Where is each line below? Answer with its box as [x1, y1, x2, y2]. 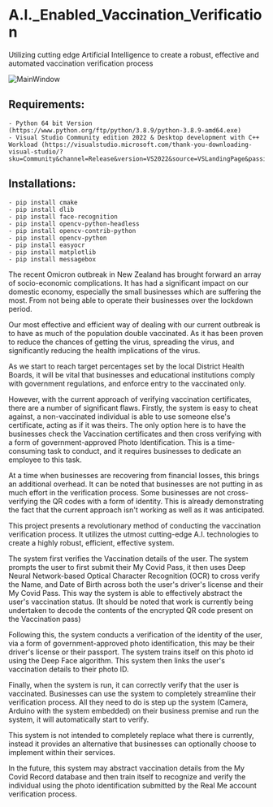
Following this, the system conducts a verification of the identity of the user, [8, 629, 262, 639]
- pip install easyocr [8, 241, 85, 249]
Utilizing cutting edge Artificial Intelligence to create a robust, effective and [8, 50, 259, 59]
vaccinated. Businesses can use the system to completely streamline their [8, 688, 257, 698]
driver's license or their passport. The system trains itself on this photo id [8, 647, 253, 657]
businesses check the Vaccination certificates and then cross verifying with [8, 429, 262, 438]
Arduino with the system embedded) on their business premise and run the [8, 706, 260, 715]
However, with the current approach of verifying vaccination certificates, [8, 394, 252, 403]
